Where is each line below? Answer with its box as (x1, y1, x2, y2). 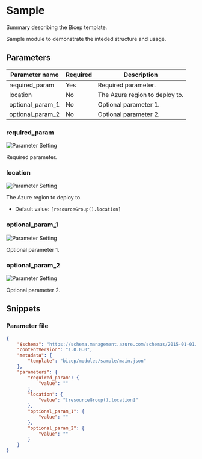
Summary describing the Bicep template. (6, 23, 108, 31)
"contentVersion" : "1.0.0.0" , (17, 347, 93, 353)
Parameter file (6, 322, 49, 330)
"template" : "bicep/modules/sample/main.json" (28, 358, 147, 364)
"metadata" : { (17, 352, 52, 358)
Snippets (6, 304, 41, 314)
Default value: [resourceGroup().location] (14, 205, 121, 213)
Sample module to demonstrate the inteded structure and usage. (6, 35, 167, 42)
